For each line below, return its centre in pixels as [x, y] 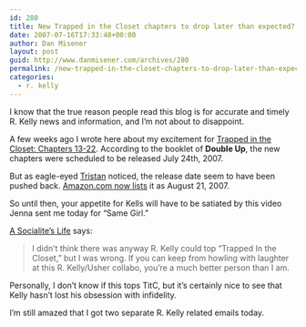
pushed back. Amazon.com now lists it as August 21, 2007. [119, 185]
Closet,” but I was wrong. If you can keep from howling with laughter [160, 258]
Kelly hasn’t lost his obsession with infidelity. [93, 295]
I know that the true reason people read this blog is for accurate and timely [149, 111]
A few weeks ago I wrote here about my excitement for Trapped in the [140, 138]
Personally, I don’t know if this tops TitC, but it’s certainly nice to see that [146, 285]
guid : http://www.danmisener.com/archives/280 [99, 60]
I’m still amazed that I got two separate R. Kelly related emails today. [137, 312]
